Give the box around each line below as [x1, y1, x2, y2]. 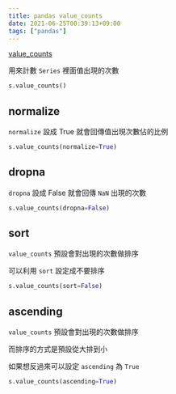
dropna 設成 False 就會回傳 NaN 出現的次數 [8, 188, 147, 197]
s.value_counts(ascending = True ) [8, 378, 117, 386]
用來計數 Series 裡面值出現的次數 [8, 66, 119, 75]
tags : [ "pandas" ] [8, 27, 67, 35]
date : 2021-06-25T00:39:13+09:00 [8, 19, 121, 28]
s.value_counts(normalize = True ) [8, 143, 117, 151]
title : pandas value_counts [8, 11, 103, 20]
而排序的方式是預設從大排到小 [8, 345, 107, 354]
